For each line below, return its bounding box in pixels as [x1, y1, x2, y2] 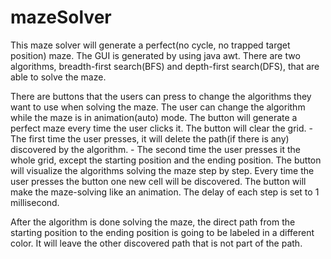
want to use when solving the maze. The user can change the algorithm [10, 101, 306, 113]
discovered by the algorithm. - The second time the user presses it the [10, 143, 301, 155]
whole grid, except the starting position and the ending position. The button [10, 154, 322, 166]
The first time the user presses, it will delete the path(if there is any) [10, 132, 290, 145]
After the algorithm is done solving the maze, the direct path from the [10, 216, 296, 228]
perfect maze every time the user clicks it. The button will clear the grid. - [10, 122, 313, 134]
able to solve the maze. [10, 71, 107, 83]
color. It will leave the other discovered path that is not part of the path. [10, 237, 303, 249]
